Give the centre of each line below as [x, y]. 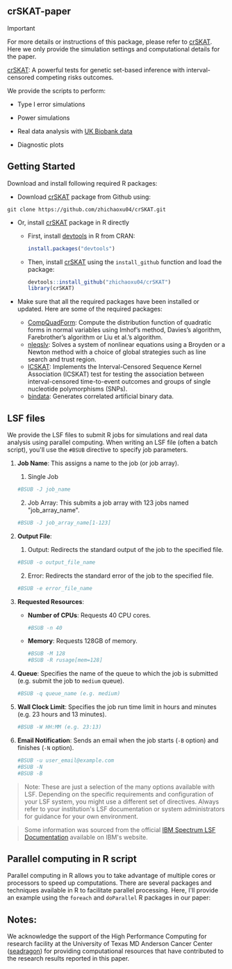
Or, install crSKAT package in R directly [73, 222]
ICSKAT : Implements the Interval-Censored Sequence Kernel [115, 367]
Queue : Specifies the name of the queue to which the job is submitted [117, 674]
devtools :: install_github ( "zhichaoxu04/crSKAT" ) [99, 282]
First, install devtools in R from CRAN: [81, 236]
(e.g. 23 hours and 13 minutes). [62, 715]
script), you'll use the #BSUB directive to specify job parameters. [98, 450]
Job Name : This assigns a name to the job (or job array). [98, 463]
